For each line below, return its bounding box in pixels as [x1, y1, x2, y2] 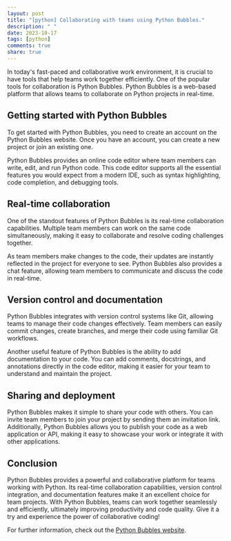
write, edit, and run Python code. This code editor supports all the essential [7, 163, 221, 171]
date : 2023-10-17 [7, 29, 57, 37]
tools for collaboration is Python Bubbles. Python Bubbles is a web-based [7, 82, 217, 91]
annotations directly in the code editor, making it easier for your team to [7, 362, 210, 370]
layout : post [7, 10, 45, 17]
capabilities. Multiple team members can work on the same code [7, 224, 191, 232]
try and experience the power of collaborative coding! [7, 512, 160, 520]
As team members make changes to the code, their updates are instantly [7, 251, 214, 260]
